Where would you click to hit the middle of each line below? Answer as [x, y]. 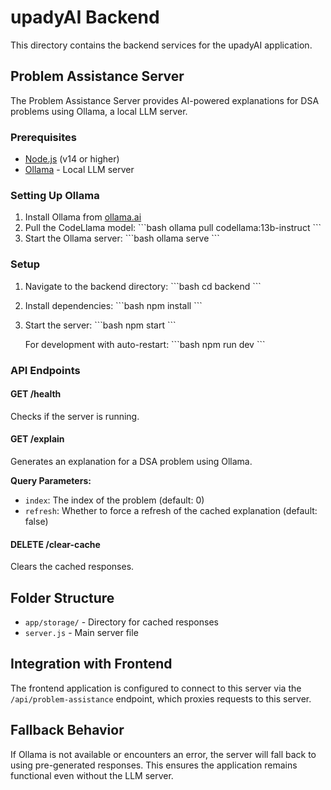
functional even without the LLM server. [92, 775]
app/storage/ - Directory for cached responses [121, 622]
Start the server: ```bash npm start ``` [100, 325]
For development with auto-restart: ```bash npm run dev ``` [145, 344]
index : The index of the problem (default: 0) [114, 500]
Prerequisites [43, 137]
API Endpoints [45, 370]
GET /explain [37, 439]
